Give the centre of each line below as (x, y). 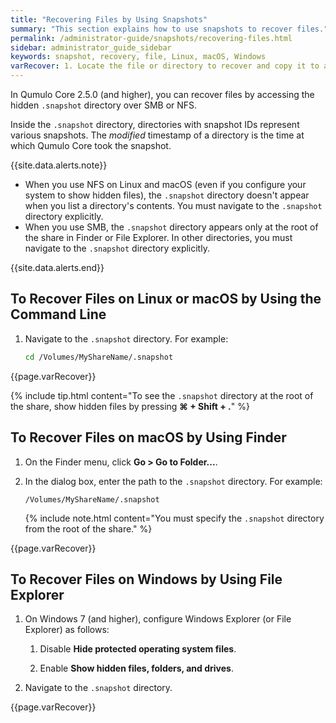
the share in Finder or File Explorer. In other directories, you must (158, 237)
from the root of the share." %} (88, 528)
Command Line (58, 314)
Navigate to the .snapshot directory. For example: (126, 338)
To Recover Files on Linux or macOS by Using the (166, 299)
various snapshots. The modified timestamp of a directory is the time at (157, 135)
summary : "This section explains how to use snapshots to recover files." (169, 29)
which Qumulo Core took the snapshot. (91, 145)
